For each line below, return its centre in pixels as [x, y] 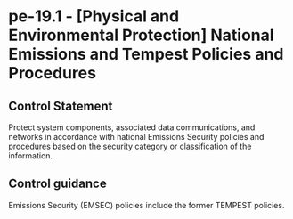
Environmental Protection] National [141, 35]
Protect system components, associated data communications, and [132, 127]
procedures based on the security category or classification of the [130, 146]
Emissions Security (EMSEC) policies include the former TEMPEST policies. [146, 205]
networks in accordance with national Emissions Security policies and [136, 137]
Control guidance [58, 184]
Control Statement [61, 105]
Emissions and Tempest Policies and [146, 54]
